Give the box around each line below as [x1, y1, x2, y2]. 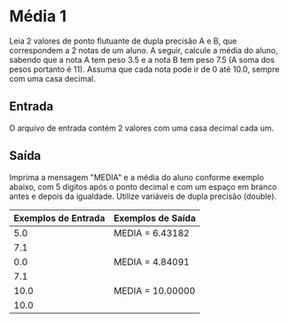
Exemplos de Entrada [13, 211, 105, 224]
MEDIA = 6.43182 [113, 226, 191, 239]
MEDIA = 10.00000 [113, 284, 196, 296]
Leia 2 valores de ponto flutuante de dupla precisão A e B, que [9, 35, 237, 46]
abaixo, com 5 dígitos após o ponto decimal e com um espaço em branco [9, 181, 277, 192]
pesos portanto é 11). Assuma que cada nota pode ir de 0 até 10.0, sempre [9, 64, 280, 75]
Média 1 [9, 6, 66, 27]
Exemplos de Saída [113, 211, 197, 224]
